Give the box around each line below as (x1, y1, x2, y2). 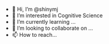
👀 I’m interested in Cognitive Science (11, 12, 103, 19)
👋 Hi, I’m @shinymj (11, 6, 59, 12)
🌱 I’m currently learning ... (11, 18, 76, 25)
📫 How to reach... (11, 32, 57, 38)
